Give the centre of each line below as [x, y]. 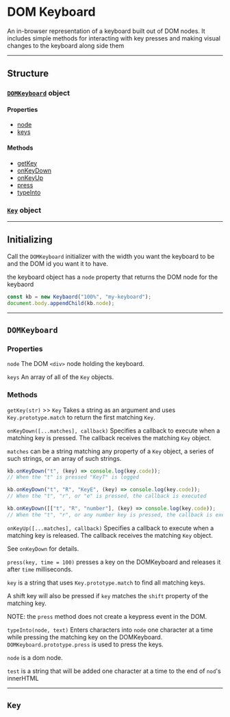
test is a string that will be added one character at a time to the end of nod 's [114, 671]
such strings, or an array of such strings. [64, 458]
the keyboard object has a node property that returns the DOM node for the [112, 277]
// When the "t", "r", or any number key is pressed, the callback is [110, 515]
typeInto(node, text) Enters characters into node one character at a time [110, 630]
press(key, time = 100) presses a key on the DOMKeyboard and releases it [114, 562]
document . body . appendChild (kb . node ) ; [61, 303]
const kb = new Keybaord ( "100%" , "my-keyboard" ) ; [79, 297]
